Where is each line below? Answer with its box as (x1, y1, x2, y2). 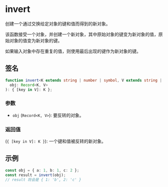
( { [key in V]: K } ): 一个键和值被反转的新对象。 (5, 138, 106, 144)
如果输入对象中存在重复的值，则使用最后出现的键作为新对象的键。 (5, 48, 141, 54)
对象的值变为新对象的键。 (9, 37, 62, 43)
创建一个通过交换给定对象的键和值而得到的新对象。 (5, 20, 110, 26)
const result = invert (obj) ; (5, 172, 66, 177)
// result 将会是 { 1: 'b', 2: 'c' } (5, 177, 81, 182)
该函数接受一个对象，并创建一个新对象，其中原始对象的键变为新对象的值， (5, 31, 158, 37)
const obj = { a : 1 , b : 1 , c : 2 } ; (5, 167, 79, 173)
